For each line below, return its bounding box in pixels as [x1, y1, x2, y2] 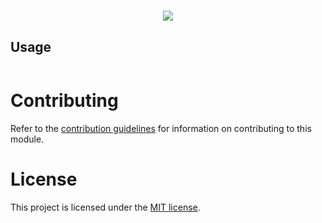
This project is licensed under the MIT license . [10, 201, 201, 213]
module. [10, 133, 45, 145]
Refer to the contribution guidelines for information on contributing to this [10, 122, 312, 134]
